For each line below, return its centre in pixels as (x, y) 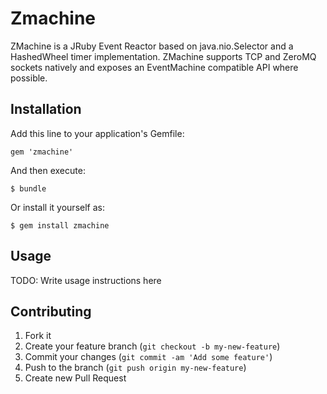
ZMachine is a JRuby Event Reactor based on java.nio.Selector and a (152, 46)
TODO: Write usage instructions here (86, 280)
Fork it (38, 336)
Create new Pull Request (75, 378)
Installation (46, 109)
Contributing (51, 311)
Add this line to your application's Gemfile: (97, 133)
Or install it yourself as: (57, 207)
